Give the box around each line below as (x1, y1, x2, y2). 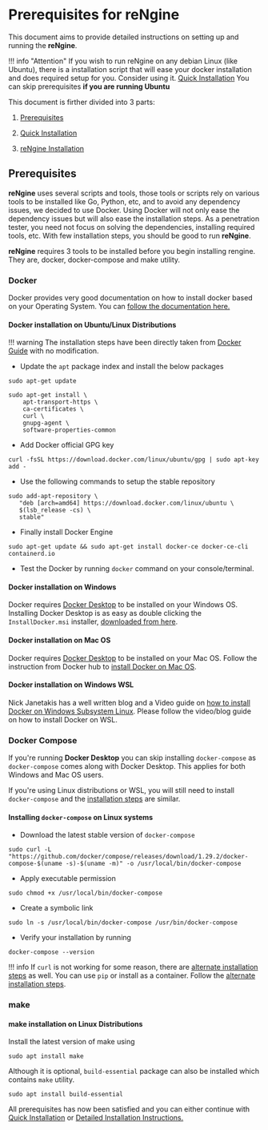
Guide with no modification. (8, 346, 99, 356)
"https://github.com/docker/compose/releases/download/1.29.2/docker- (8, 853, 249, 861)
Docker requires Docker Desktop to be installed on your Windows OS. (8, 600, 238, 609)
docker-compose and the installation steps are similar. (8, 794, 181, 804)
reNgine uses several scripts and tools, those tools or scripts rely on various (8, 188, 260, 198)
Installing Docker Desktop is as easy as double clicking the (8, 609, 202, 618)
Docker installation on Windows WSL (8, 680, 134, 690)
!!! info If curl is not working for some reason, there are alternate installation (8, 963, 258, 972)
